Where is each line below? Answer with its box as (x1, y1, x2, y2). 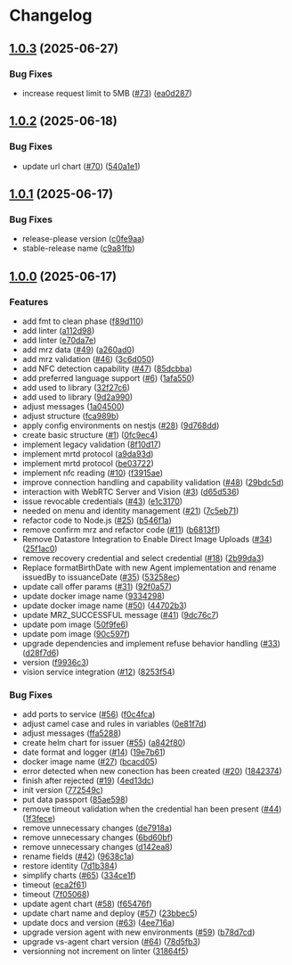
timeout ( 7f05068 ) (21, 889, 91, 900)
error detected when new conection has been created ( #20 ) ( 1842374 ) (21, 766, 282, 777)
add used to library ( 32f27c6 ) (21, 382, 131, 392)
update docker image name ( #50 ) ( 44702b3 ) (21, 599, 187, 611)
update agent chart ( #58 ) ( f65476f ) (21, 898, 153, 910)
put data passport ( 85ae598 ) (21, 795, 129, 805)
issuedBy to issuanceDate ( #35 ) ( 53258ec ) (21, 572, 181, 582)
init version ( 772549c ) (21, 785, 104, 796)
